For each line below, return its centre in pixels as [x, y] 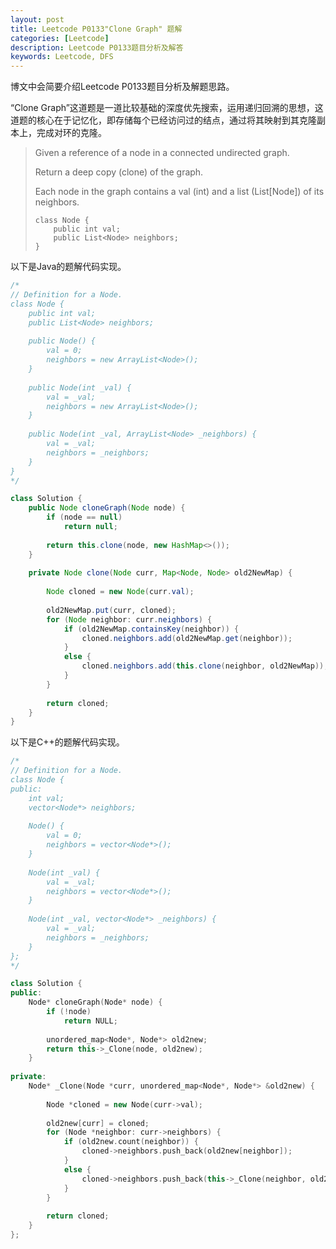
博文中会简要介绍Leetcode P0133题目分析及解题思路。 [122, 87]
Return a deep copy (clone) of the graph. [119, 172]
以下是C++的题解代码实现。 [67, 742]
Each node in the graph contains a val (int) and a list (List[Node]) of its [179, 192]
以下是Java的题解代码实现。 [68, 267]
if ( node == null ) [84, 517]
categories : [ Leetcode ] [60, 38]
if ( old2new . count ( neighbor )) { [131, 1142]
